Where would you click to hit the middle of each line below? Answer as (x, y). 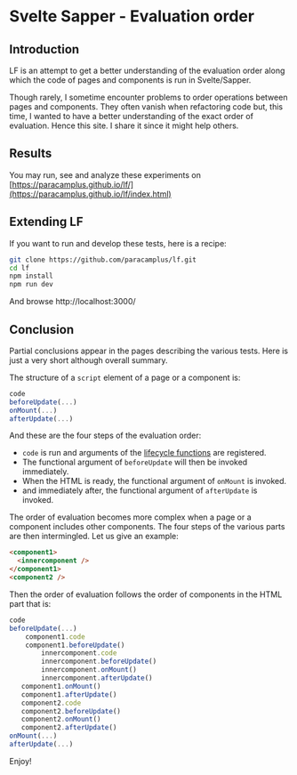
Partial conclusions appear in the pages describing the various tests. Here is (149, 351)
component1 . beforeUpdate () (75, 645)
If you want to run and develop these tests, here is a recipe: (118, 243)
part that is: (30, 603)
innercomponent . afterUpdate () (97, 678)
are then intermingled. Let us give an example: (94, 537)
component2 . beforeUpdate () (71, 711)
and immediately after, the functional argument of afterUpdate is (140, 490)
